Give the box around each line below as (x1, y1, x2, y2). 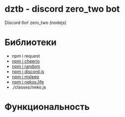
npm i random (11, 63, 40, 69)
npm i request (11, 53, 40, 59)
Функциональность (4, 101, 90, 113)
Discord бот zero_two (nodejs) (4, 20, 67, 25)
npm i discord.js (11, 69, 45, 74)
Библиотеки (4, 37, 57, 48)
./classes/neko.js (11, 84, 46, 90)
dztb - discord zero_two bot (4, 3, 120, 15)
